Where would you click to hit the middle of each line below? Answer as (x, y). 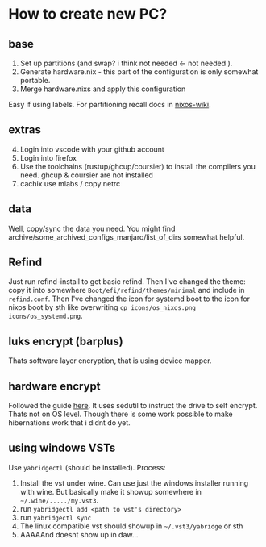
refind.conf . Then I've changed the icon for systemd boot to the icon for (129, 299)
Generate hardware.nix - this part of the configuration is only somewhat (139, 72)
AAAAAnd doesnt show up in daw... (79, 534)
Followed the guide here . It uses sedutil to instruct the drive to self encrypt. (133, 406)
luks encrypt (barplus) (66, 341)
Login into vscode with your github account (92, 149)
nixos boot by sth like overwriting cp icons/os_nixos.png (102, 307)
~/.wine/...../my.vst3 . (59, 500)
